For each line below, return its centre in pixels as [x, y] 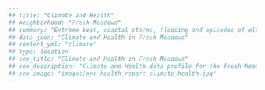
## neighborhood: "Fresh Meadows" [65, 23]
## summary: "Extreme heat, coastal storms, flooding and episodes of [127, 30]
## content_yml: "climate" [52, 45]
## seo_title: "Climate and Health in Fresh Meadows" [99, 59]
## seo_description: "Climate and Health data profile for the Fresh [125, 67]
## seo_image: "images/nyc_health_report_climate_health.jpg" [112, 74]
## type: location [38, 52]
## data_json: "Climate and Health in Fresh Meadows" [99, 37]
